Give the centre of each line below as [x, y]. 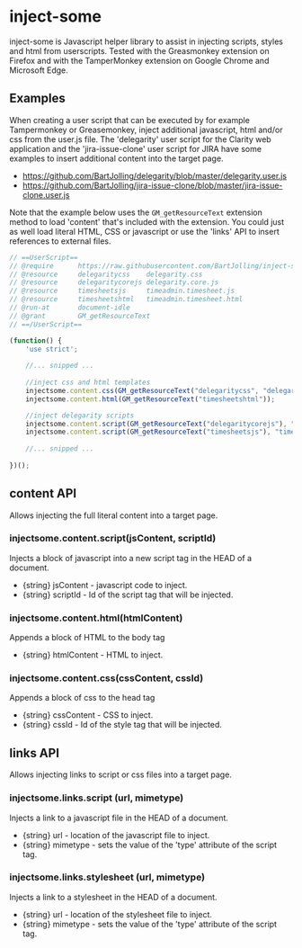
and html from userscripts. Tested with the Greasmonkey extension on [139, 50]
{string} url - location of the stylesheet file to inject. [117, 914]
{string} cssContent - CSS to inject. [88, 715]
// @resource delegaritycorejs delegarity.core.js [114, 282]
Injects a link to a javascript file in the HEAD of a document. [119, 818]
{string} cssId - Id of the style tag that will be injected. [122, 725]
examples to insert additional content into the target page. [116, 158]
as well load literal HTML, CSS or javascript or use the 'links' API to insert [145, 231]
